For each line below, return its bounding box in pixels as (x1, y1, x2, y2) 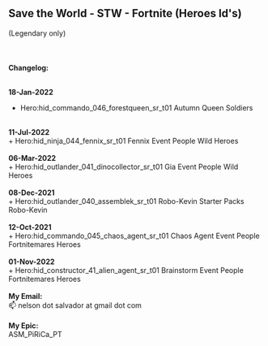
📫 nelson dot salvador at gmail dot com (8, 300, 142, 310)
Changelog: (8, 63, 49, 72)
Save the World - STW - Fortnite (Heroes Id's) (8, 6, 242, 20)
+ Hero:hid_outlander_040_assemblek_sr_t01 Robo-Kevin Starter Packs (8, 196, 245, 205)
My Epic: (8, 320, 39, 331)
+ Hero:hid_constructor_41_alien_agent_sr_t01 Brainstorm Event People (8, 265, 245, 275)
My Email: (8, 291, 43, 301)
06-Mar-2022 (8, 153, 57, 162)
